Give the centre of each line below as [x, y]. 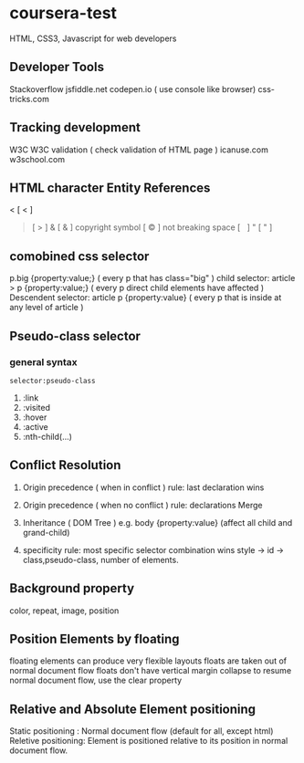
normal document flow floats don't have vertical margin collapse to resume [151, 671]
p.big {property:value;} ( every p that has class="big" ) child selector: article [152, 278]
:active [35, 426]
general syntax [43, 361]
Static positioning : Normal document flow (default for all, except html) [142, 731]
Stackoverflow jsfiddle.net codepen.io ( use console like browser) [133, 89]
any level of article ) [47, 308]
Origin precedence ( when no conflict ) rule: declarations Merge [142, 505]
